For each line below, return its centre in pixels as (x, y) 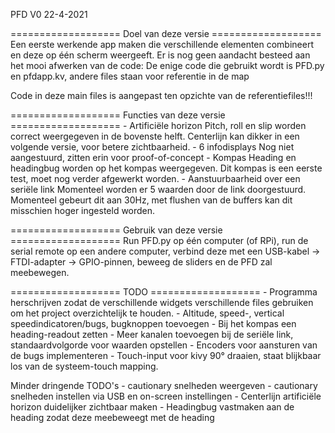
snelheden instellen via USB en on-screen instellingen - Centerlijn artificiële (166, 396)
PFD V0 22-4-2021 (49, 14)
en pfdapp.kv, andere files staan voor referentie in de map (130, 76)
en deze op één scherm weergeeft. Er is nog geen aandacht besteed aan (160, 55)
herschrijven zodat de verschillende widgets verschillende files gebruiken (162, 302)
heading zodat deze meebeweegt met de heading (112, 417)
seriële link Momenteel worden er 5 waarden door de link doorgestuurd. (158, 189)
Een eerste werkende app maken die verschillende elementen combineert (162, 44)
